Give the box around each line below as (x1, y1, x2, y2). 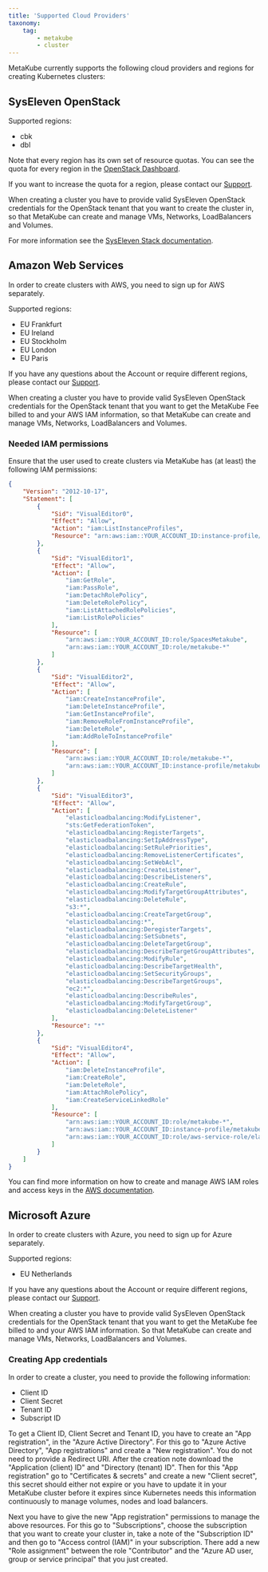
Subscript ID (19, 1413, 61, 1423)
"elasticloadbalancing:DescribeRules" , (65, 992, 198, 1000)
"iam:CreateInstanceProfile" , (65, 695, 166, 703)
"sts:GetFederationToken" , (65, 821, 156, 830)
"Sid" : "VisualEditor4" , (50, 1044, 134, 1052)
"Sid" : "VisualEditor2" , (50, 673, 134, 681)
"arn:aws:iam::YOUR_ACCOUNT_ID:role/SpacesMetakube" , (65, 636, 248, 644)
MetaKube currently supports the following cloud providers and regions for (8, 63, 254, 73)
